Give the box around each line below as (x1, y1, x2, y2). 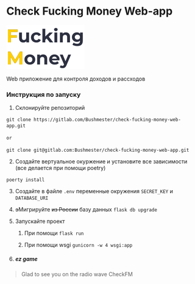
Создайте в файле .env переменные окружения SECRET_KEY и (15, 188, 174, 195)
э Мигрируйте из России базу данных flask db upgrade (15, 206, 157, 213)
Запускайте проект (15, 218, 65, 225)
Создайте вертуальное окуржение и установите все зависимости (15, 158, 188, 165)
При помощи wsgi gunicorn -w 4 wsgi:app (24, 241, 133, 249)
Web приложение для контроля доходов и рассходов (6, 75, 146, 82)
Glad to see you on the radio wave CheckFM (21, 271, 133, 278)
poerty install (6, 177, 45, 183)
